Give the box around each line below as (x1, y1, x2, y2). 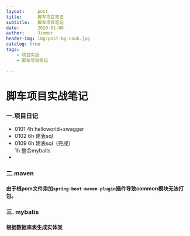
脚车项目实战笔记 (6, 89, 89, 103)
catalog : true (6, 41, 41, 47)
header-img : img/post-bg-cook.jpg (6, 36, 91, 41)
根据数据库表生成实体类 (6, 224, 63, 231)
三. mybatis (6, 208, 39, 216)
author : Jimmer (6, 30, 54, 36)
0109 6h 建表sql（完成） (14, 140, 74, 147)
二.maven (6, 169, 34, 177)
